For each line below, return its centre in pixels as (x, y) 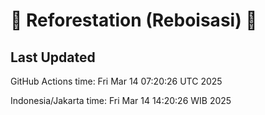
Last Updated (53, 57)
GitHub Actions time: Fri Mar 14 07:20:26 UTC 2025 (116, 81)
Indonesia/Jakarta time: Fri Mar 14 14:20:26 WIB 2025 (121, 100)
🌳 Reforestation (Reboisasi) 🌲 (134, 20)
